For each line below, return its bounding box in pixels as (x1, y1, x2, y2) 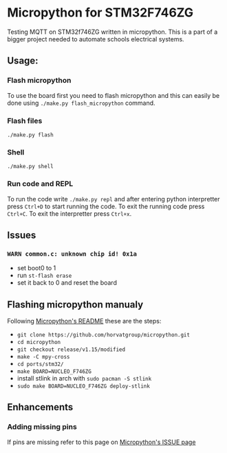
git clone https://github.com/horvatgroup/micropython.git (17, 332, 191, 339)
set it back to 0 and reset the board (17, 279, 117, 287)
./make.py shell (7, 163, 54, 170)
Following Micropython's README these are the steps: (7, 317, 162, 325)
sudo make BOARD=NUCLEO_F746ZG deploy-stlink (17, 383, 150, 390)
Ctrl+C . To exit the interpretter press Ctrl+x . (7, 209, 132, 218)
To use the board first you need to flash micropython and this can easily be (7, 91, 220, 99)
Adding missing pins (7, 422, 77, 432)
